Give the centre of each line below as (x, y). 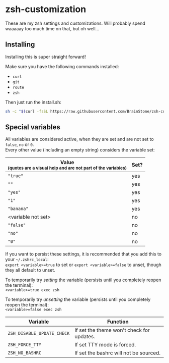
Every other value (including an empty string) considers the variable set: (80, 150)
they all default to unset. (30, 270)
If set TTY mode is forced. (105, 345)
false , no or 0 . (20, 144)
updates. (85, 337)
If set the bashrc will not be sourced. (118, 353)
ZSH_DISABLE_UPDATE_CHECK (39, 333)
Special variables (33, 127)
